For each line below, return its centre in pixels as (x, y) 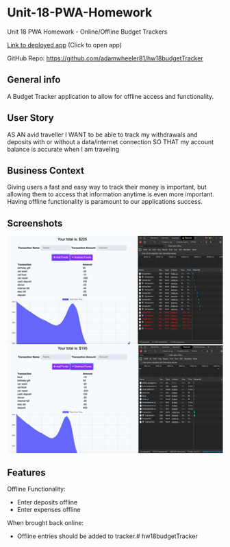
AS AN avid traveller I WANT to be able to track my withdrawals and (102, 135)
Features (26, 473)
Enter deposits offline (47, 502)
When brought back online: (46, 523)
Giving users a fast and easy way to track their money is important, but (107, 187)
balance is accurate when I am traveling (63, 149)
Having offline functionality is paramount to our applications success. (105, 202)
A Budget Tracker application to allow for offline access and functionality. (111, 96)
